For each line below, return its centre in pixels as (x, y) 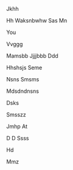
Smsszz (16, 114)
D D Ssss (18, 138)
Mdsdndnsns (23, 91)
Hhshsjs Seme (24, 67)
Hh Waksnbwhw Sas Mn (37, 20)
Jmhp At (17, 126)
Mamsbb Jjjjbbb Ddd (33, 56)
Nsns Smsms (23, 79)
